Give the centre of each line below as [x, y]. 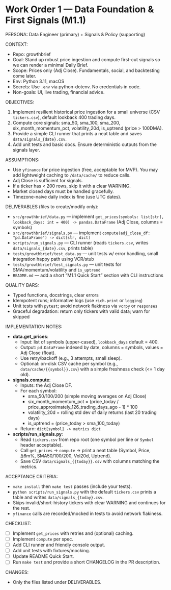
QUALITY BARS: [22, 285]
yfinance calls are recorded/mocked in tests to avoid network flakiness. [88, 513]
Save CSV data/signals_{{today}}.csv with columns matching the [90, 461]
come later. [24, 76]
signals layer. [26, 150]
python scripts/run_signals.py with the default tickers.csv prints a [84, 491]
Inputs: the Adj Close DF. [46, 385]
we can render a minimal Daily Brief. [50, 65]
